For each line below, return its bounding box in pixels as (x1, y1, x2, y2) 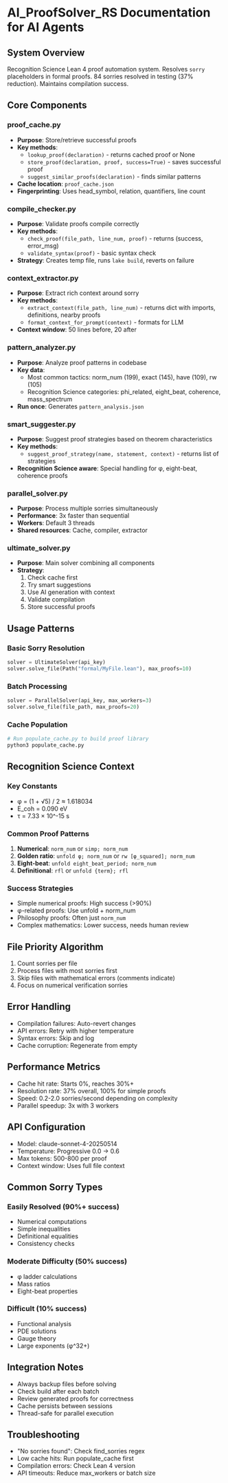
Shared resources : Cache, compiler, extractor (16, 526, 148, 534)
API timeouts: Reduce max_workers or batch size (16, 1469, 156, 1477)
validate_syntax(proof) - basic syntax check (27, 249, 157, 257)
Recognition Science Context (7, 761, 135, 773)
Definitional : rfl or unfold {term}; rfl (16, 866, 129, 875)
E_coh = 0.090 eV (16, 804, 67, 813)
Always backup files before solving (16, 1380, 117, 1388)
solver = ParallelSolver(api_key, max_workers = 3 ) (7, 697, 152, 704)
